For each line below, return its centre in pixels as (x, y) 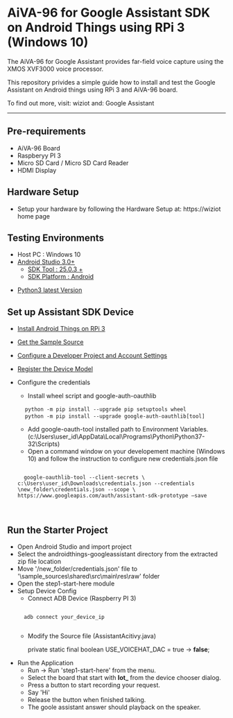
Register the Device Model (55, 369)
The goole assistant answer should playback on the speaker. (114, 707)
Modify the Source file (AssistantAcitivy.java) (92, 636)
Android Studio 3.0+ (46, 262)
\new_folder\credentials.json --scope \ (76, 490)
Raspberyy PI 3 (39, 155)
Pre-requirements (47, 131)
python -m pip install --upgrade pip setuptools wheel (105, 410)
